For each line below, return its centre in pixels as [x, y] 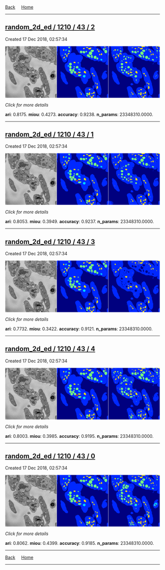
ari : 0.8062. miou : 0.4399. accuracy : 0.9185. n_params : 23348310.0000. [80, 543]
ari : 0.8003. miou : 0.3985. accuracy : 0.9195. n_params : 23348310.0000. [79, 436]
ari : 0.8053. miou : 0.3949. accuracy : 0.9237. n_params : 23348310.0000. [80, 222]
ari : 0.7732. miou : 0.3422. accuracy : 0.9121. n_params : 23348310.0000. [79, 329]
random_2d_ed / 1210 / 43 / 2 [50, 27]
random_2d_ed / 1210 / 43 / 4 [50, 349]
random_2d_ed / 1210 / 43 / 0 [50, 456]
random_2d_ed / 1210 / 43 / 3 [50, 242]
